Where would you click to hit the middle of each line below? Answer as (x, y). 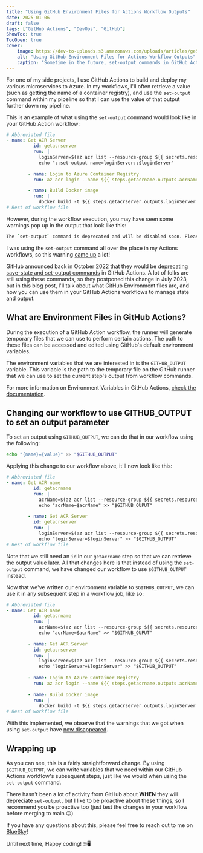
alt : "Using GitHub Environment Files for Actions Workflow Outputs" (107, 57)
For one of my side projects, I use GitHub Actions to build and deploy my (97, 80)
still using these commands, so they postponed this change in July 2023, (97, 279)
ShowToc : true (24, 34)
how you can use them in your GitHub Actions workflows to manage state (98, 292)
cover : (14, 46)
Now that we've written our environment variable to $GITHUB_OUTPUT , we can (100, 587)
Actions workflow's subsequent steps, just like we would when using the (97, 776)
